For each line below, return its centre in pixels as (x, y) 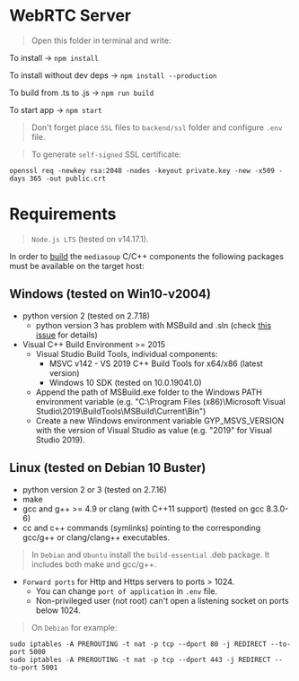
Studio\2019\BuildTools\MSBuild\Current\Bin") (121, 411)
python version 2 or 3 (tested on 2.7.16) (95, 489)
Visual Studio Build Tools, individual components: (127, 354)
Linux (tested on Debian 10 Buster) (108, 468)
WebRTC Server (70, 16)
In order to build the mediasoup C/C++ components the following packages (147, 256)
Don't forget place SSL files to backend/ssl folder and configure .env (157, 127)
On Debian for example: (74, 627)
